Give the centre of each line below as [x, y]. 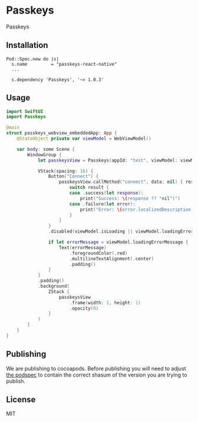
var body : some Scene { [46, 149]
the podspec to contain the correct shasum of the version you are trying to [97, 375]
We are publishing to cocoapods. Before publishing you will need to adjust [96, 368]
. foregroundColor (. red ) [98, 253]
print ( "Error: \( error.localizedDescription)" [138, 210]
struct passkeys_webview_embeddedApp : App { [62, 133]
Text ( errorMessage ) [83, 247]
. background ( [53, 286]
